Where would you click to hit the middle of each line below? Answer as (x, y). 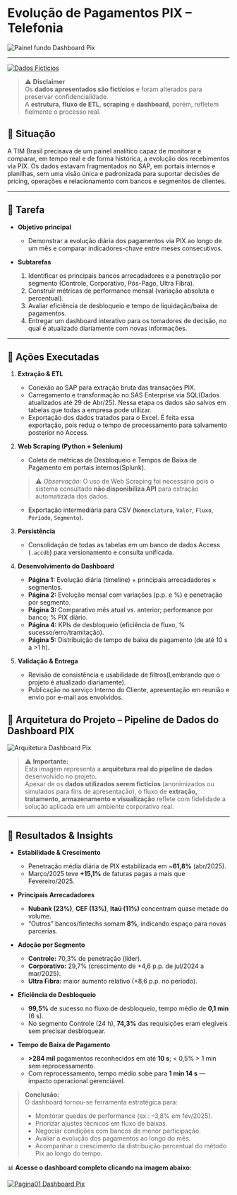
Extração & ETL (40, 374)
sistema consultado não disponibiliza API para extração (117, 489)
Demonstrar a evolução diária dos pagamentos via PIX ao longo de (125, 240)
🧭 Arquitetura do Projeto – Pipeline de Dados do (113, 719)
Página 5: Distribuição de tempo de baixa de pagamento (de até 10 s (128, 640)
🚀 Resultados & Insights (60, 835)
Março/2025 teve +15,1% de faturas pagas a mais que (107, 874)
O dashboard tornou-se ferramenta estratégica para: (101, 1102)
